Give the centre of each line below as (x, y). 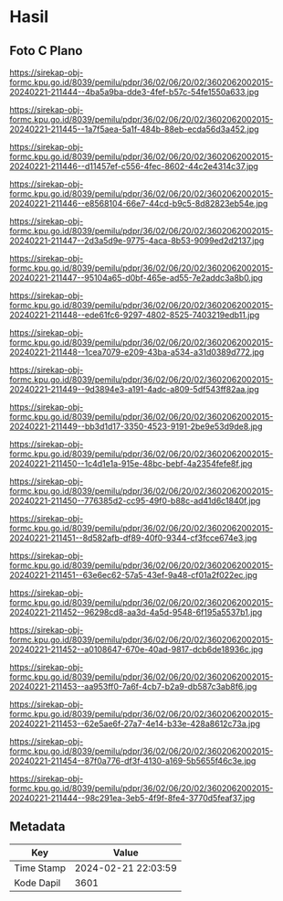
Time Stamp (40, 868)
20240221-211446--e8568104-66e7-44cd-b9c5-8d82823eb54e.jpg (139, 204)
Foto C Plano (46, 51)
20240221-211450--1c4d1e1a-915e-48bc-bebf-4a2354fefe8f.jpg (131, 463)
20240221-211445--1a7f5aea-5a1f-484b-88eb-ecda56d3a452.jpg (134, 129)
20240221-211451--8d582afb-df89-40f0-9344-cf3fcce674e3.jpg (133, 538)
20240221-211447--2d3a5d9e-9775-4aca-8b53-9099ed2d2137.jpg (137, 241)
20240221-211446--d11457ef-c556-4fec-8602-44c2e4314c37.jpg (134, 166)
